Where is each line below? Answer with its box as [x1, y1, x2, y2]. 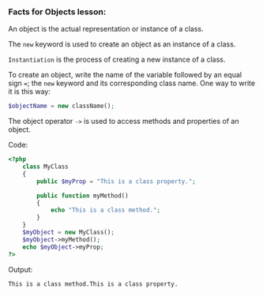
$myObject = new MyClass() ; [22, 228, 115, 237]
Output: [8, 264, 33, 274]
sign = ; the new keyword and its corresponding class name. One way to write [8, 78, 255, 88]
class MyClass [22, 163, 69, 171]
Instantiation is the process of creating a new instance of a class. [8, 54, 226, 65]
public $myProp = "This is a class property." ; [36, 177, 196, 185]
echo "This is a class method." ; [50, 206, 160, 215]
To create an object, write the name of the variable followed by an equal [8, 70, 242, 80]
